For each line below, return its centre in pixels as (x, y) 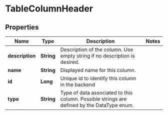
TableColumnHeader (49, 9)
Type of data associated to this (96, 93)
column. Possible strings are (93, 99)
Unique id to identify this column (98, 78)
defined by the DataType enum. (97, 105)
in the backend (78, 84)
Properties (22, 27)
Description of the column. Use (97, 49)
